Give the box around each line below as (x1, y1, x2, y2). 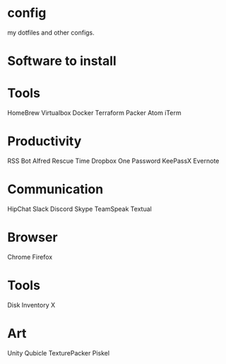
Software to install (7, 53, 117, 69)
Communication (7, 181, 104, 198)
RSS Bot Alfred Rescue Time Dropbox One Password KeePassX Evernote (7, 157, 220, 165)
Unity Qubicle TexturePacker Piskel (7, 348, 110, 357)
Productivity (7, 133, 82, 150)
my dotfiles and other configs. (7, 28, 95, 37)
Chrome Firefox (7, 253, 53, 261)
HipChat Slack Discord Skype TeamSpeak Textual (7, 205, 152, 213)
